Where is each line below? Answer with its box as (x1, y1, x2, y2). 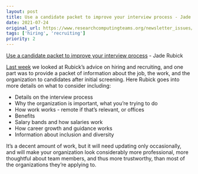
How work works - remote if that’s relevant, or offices (14, 106, 144, 113)
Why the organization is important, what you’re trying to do (14, 100, 158, 106)
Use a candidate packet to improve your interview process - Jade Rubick (6, 52, 183, 59)
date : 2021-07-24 (6, 19, 49, 25)
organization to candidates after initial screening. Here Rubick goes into (6, 76, 180, 83)
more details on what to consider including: (6, 82, 111, 89)
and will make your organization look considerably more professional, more (6, 149, 189, 156)
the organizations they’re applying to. (6, 161, 97, 168)
